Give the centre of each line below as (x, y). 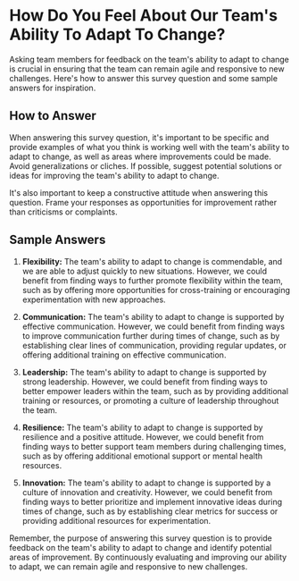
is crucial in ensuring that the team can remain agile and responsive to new (147, 69)
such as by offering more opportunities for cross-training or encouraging (156, 290)
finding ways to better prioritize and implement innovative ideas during (152, 501)
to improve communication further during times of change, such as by (151, 335)
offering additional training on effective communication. (124, 355)
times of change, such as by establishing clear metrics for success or (150, 511)
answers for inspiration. (53, 88)
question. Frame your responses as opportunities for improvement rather (143, 202)
